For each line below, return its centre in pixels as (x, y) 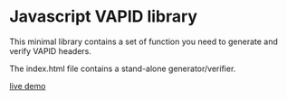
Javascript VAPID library (103, 17)
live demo (28, 86)
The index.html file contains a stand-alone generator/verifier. (123, 68)
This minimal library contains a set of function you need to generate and (144, 41)
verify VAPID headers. (51, 50)
